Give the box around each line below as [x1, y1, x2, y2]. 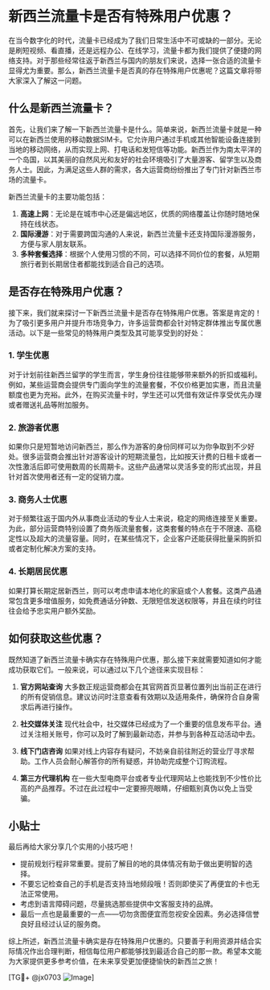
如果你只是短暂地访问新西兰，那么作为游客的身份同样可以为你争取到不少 [8, 442, 247, 451]
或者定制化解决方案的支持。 [8, 544, 100, 553]
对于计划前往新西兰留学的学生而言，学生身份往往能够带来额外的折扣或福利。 [8, 369, 262, 379]
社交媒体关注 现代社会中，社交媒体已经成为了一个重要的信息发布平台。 [19, 719, 255, 729]
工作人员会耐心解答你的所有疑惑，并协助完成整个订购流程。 [34, 756, 231, 766]
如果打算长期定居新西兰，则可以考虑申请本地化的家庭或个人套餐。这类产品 [8, 585, 255, 595]
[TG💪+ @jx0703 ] [8, 972, 95, 982]
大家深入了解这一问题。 [8, 76, 86, 85]
